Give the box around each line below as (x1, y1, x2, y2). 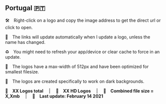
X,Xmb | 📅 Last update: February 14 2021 (5, 93, 103, 99)
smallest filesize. (5, 69, 39, 74)
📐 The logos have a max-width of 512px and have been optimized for (5, 64, 149, 69)
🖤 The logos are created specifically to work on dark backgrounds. (5, 78, 145, 84)
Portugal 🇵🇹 (5, 4, 46, 12)
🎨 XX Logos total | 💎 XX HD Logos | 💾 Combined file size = (5, 88, 154, 94)
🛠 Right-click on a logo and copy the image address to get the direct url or (5, 17, 161, 23)
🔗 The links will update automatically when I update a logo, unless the (5, 34, 150, 40)
